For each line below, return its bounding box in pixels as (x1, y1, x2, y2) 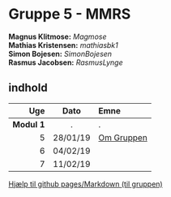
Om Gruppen (98, 131, 147, 143)
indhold (8, 81, 48, 95)
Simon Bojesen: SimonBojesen (8, 49, 112, 58)
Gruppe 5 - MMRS (8, 5, 131, 24)
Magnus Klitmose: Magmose (8, 32, 107, 41)
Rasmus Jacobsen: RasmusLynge (8, 58, 123, 67)
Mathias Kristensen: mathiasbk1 (8, 40, 119, 49)
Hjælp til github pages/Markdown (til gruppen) (8, 179, 164, 189)
